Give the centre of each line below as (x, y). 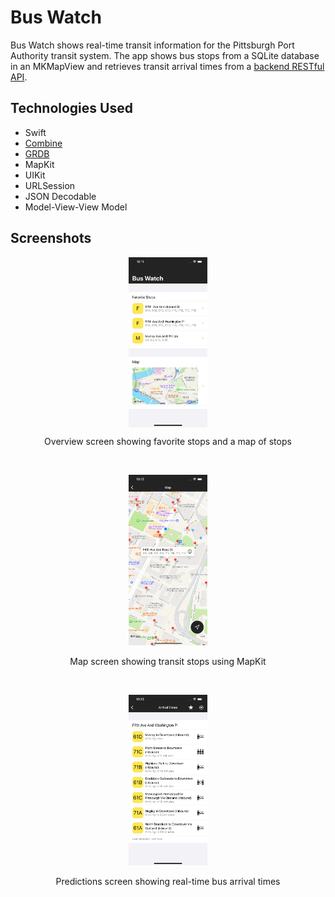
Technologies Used (71, 108)
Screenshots (51, 238)
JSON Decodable (60, 196)
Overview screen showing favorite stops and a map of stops (168, 442)
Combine (43, 143)
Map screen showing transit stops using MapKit (168, 662)
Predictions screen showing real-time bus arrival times (168, 881)
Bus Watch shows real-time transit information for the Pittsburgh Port (152, 45)
